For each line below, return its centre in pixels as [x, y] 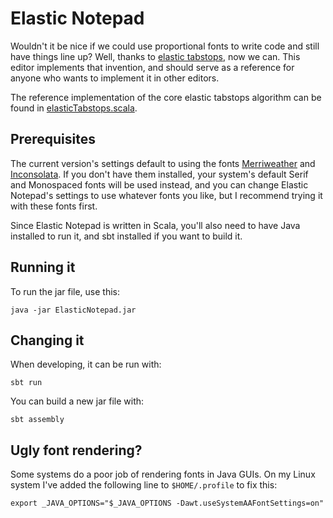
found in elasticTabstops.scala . [74, 108]
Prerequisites [53, 139]
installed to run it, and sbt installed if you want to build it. [126, 236]
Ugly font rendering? [76, 450]
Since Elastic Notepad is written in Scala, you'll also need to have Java [155, 225]
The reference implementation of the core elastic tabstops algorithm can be [166, 97]
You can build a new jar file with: [77, 401]
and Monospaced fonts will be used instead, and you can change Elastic [159, 184]
